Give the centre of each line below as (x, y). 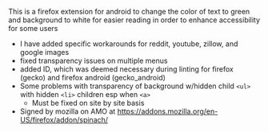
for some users (33, 28)
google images (44, 52)
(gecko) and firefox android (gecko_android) (93, 78)
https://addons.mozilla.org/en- (168, 111)
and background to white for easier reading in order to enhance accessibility (134, 20)
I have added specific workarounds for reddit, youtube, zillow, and (129, 44)
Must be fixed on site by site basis (88, 103)
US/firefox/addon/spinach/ (64, 120)
